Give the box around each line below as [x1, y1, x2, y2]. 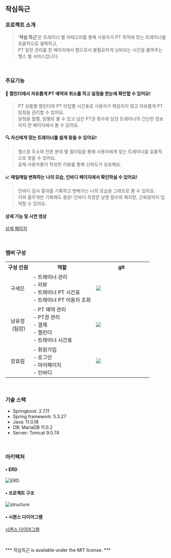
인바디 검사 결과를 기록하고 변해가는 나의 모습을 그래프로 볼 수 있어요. [17, 188, 156, 194]
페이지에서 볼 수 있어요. [33, 122, 79, 128]
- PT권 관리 [33, 313, 60, 320]
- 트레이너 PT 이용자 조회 [33, 296, 91, 303]
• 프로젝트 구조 [5, 490, 35, 496]
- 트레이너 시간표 [33, 336, 72, 343]
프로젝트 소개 [5, 21, 36, 29]
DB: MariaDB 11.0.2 [12, 424, 53, 430]
